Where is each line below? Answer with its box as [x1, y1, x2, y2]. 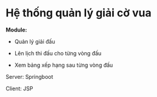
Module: [5, 26, 27, 33]
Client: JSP [5, 85, 33, 92]
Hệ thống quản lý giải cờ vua [5, 6, 152, 20]
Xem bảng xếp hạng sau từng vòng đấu [14, 61, 113, 69]
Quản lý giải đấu [14, 38, 55, 45]
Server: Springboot [5, 73, 53, 80]
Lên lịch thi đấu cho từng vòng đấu [14, 49, 102, 57]
